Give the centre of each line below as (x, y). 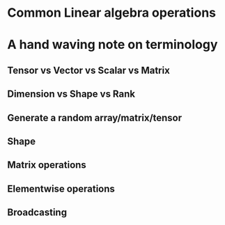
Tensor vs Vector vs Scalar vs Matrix (89, 70)
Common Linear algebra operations (111, 13)
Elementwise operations (61, 188)
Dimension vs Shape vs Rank (71, 94)
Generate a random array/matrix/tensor (95, 117)
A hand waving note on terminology (113, 45)
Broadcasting (37, 213)
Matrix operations (47, 165)
